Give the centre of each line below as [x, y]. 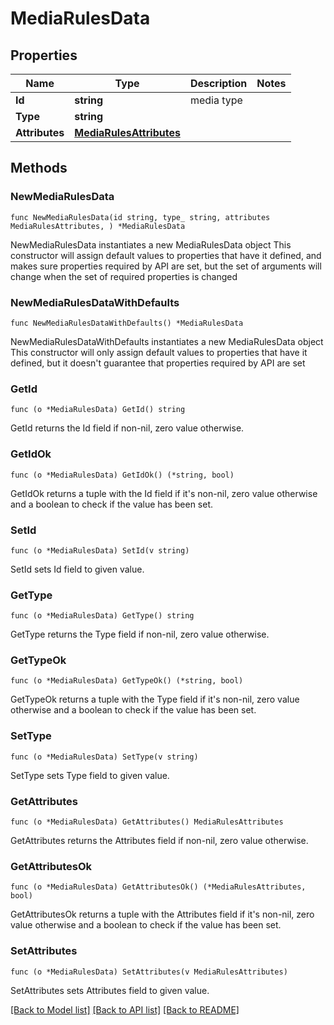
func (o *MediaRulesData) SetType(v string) [104, 757]
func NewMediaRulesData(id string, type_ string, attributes [140, 217]
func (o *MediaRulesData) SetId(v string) [100, 550]
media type [216, 100]
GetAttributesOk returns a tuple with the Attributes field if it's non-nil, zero [162, 914]
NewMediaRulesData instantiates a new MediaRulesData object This [151, 244]
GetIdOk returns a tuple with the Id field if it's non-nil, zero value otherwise [164, 493]
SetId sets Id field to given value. [77, 569]
